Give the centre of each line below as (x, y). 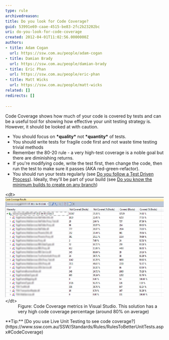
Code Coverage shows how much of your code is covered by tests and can (83, 116)
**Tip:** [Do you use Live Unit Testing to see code (58, 321)
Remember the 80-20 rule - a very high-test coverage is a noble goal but (88, 152)
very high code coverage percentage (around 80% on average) (83, 311)
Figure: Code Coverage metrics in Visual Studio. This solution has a (88, 306)
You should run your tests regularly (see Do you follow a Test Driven (83, 174)
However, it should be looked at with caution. (52, 126)
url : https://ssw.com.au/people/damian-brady (58, 64)
